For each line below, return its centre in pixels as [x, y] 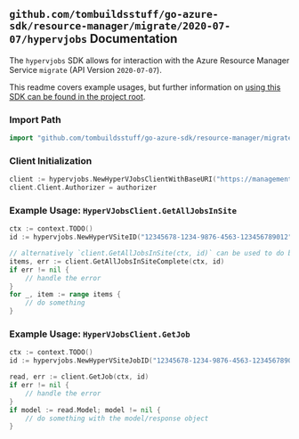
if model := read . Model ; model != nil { [85, 410]
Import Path [35, 119]
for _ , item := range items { [65, 295]
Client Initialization [51, 160]
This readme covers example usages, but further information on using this [145, 87]
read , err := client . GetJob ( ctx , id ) [79, 377]
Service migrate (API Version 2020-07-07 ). [85, 69]
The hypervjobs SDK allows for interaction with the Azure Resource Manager [149, 60]
